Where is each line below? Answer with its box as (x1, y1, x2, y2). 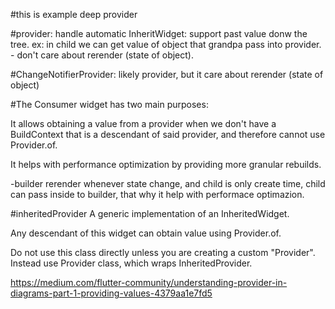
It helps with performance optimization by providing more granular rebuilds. (10, 159, 322, 170)
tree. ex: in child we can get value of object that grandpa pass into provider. (10, 39, 322, 50)
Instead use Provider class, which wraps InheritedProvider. (10, 257, 253, 269)
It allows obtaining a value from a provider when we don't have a (10, 118, 277, 129)
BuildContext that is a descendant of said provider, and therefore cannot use (10, 129, 326, 140)
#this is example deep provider (10, 9, 138, 20)
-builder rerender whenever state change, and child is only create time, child (10, 178, 326, 189)
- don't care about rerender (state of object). (10, 49, 195, 61)
